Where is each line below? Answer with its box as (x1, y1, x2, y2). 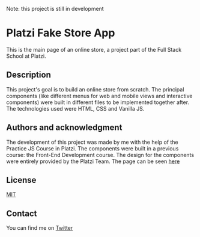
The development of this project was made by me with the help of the (6, 138, 178, 146)
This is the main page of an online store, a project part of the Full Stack (6, 46, 182, 53)
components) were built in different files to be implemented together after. (6, 99, 190, 106)
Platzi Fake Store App (6, 26, 115, 40)
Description (6, 70, 51, 80)
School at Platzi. (6, 52, 46, 60)
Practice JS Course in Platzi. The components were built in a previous (6, 144, 179, 152)
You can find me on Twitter (6, 224, 73, 232)
